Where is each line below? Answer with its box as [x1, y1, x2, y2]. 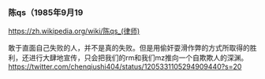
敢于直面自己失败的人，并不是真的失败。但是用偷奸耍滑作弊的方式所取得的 [8, 43, 250, 53]
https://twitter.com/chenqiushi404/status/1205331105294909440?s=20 [8, 62, 242, 72]
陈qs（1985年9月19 [8, 6, 84, 17]
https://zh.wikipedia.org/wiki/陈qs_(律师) [8, 26, 140, 36]
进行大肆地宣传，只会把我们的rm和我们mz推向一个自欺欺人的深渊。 [28, 53, 248, 62]
